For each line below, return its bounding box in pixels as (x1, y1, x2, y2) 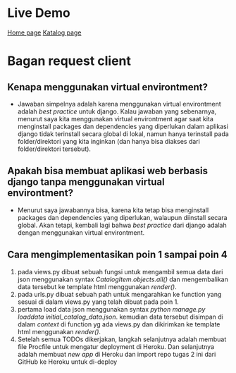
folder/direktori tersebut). (17, 145, 92, 153)
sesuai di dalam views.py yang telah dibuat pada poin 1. (17, 298, 180, 306)
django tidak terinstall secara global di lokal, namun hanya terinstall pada (17, 129, 229, 138)
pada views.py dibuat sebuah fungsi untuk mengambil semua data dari (17, 267, 223, 276)
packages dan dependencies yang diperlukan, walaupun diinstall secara (17, 213, 228, 221)
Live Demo (7, 5, 70, 21)
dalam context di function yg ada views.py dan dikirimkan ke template (17, 319, 221, 329)
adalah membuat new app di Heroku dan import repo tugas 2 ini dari (17, 350, 216, 358)
